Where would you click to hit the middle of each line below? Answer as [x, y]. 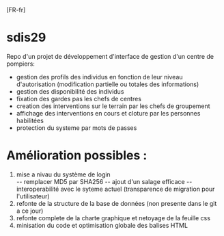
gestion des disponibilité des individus [70, 91]
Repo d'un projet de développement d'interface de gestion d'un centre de [110, 56]
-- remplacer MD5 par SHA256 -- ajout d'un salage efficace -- [104, 181]
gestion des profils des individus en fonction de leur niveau [99, 77]
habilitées [30, 120]
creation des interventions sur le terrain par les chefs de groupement [113, 106]
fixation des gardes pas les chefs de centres [79, 99]
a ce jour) [30, 211]
